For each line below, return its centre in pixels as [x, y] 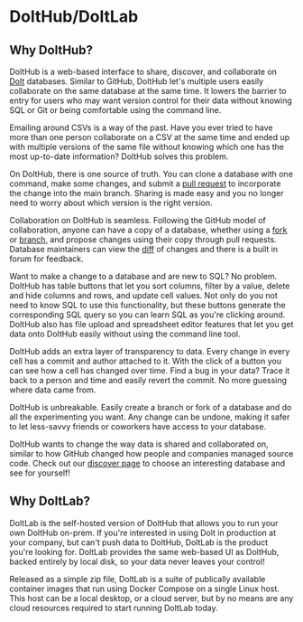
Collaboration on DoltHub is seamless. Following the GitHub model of [138, 220]
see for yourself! [40, 473]
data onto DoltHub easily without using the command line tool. [125, 334]
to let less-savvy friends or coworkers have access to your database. [138, 426]
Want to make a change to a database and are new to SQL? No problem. [143, 276]
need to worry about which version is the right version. [111, 203]
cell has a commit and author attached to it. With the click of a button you [146, 361]
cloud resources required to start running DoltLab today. [114, 608]
